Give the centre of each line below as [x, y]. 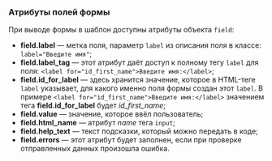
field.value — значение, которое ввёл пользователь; [112, 114]
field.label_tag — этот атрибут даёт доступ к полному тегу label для [139, 62]
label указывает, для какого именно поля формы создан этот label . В [142, 88]
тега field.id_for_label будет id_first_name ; [93, 106]
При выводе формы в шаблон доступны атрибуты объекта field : [121, 30]
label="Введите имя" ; [56, 54]
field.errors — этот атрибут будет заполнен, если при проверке [131, 140]
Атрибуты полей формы [59, 12]
